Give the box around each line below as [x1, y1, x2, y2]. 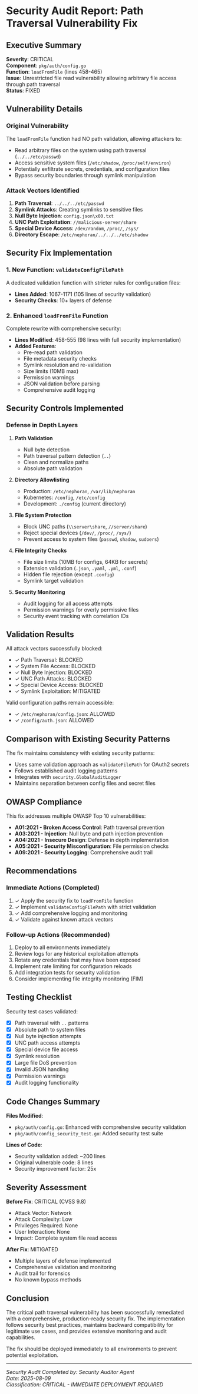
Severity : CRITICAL [6, 56, 54, 62]
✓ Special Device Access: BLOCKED [14, 682, 104, 689]
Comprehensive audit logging [23, 386, 95, 393]
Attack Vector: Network [14, 1210, 72, 1217]
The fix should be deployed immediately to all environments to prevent [6, 1345, 177, 1352]
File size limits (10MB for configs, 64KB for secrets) [23, 558, 148, 565]
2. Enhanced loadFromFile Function [6, 311, 108, 319]
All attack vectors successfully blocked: [6, 645, 103, 652]
